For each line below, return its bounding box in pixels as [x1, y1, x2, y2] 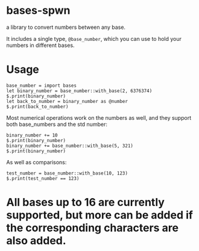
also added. [6, 234, 66, 247]
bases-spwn [6, 4, 71, 17]
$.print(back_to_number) [6, 104, 69, 110]
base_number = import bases [6, 82, 77, 88]
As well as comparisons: [6, 158, 67, 166]
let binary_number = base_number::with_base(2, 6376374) [6, 88, 153, 94]
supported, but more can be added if [6, 208, 193, 222]
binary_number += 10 [6, 132, 58, 138]
